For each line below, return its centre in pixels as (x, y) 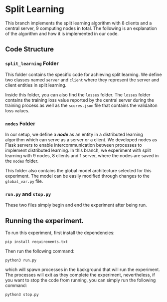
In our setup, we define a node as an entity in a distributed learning (74, 134)
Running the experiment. (45, 221)
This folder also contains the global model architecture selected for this (79, 170)
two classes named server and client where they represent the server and (82, 80)
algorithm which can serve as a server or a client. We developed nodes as (81, 140)
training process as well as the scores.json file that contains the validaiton (82, 105)
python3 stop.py (22, 295)
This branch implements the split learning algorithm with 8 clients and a (79, 23)
